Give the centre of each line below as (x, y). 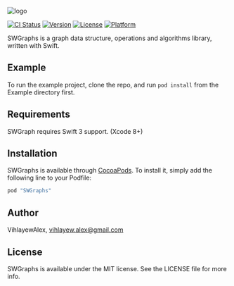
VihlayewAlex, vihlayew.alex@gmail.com (65, 230)
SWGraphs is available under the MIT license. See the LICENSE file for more (117, 268)
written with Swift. (33, 45)
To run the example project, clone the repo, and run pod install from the (113, 85)
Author (23, 212)
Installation (32, 154)
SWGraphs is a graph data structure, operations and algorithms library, (110, 38)
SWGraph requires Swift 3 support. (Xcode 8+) (75, 131)
